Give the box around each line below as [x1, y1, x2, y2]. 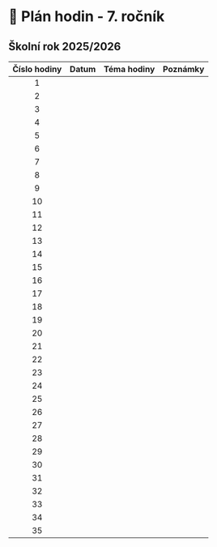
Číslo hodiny [12, 64, 62, 75]
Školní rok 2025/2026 [8, 40, 121, 53]
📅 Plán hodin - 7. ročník [8, 7, 165, 26]
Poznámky [163, 64, 205, 75]
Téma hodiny [104, 64, 155, 75]
